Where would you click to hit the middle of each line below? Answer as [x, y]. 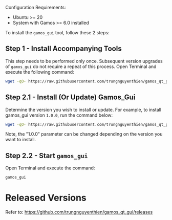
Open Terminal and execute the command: [50, 168]
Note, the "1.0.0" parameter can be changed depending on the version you [84, 134]
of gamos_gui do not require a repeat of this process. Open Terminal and [81, 67]
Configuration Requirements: [36, 7]
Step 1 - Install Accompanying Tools [63, 49]
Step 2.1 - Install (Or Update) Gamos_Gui [70, 97]
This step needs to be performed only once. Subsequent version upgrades [84, 61]
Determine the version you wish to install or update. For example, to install [83, 109]
